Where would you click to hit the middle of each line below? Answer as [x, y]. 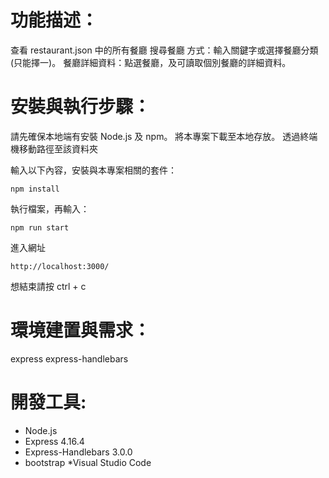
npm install [35, 189]
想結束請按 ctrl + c [48, 286]
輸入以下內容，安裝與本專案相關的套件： [93, 170]
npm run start [40, 227]
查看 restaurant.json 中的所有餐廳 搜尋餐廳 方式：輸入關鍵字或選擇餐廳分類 [164, 50]
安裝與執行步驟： [81, 107]
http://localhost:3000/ [60, 266]
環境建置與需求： [81, 330]
